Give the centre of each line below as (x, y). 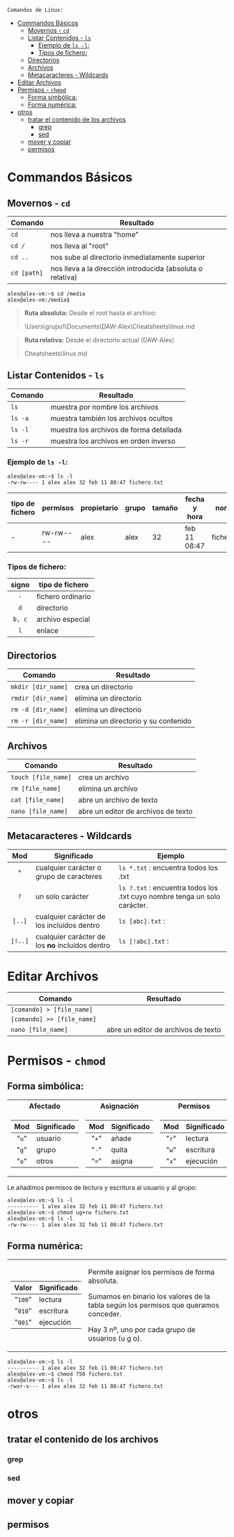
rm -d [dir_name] (39, 710)
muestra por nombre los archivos (104, 407)
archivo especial (63, 620)
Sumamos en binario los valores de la (149, 1296)
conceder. (105, 1313)
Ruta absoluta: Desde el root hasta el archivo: (90, 313)
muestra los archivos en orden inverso (113, 441)
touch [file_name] (41, 778)
